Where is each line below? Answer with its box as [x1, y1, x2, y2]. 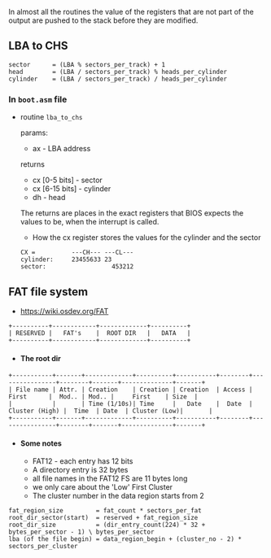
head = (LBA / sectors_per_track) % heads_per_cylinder [8, 68, 228, 76]
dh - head [32, 193, 66, 203]
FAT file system [8, 285, 88, 299]
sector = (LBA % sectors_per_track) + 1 [8, 60, 165, 68]
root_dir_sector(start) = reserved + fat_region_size [8, 514, 199, 522]
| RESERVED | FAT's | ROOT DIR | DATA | [8, 329, 191, 337]
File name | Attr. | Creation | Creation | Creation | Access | [15, 386, 253, 394]
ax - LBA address [32, 144, 91, 154]
